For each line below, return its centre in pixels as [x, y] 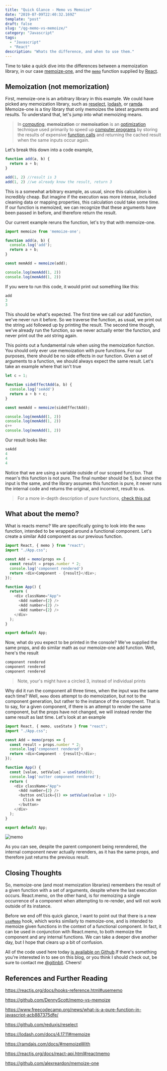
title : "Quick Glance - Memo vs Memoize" [49, 10]
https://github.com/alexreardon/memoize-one [52, 1063]
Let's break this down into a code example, [49, 150]
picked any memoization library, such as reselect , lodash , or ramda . [74, 104]
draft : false [19, 24]
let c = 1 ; [16, 376]
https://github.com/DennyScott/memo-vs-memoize [58, 1000]
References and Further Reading [56, 978]
